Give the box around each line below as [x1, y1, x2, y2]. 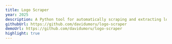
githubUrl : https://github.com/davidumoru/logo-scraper [5, 21, 127, 27]
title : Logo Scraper [5, 7, 50, 13]
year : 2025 [5, 12, 29, 17]
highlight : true [5, 31, 40, 36]
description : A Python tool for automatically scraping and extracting [5, 17, 161, 22]
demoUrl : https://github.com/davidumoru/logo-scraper [5, 26, 123, 31]
